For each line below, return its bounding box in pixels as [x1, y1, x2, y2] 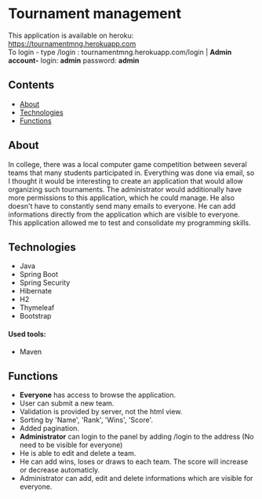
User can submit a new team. [19, 399, 115, 408]
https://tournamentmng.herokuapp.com [8, 38, 136, 48]
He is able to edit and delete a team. [19, 449, 136, 458]
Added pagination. [19, 424, 80, 433]
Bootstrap [19, 311, 52, 321]
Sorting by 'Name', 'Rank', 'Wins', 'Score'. [19, 415, 154, 424]
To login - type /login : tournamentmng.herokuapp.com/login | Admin [8, 47, 232, 56]
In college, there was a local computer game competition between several [8, 159, 247, 169]
